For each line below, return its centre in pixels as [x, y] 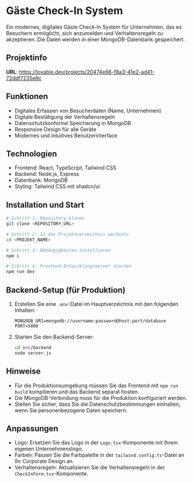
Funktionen [27, 97]
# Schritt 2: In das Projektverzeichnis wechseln [68, 234]
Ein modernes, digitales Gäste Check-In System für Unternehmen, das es [94, 27]
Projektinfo [27, 58]
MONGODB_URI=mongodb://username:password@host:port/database [90, 321]
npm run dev [20, 272]
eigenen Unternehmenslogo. [49, 449]
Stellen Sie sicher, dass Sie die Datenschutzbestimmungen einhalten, [97, 404]
